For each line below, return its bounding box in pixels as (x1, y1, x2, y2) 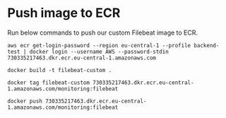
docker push (7, 98, 42, 105)
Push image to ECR (7, 5, 121, 21)
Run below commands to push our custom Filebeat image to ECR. (7, 28, 198, 37)
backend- (194, 42, 220, 49)
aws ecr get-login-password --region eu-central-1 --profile (7, 42, 191, 49)
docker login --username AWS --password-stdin (29, 48, 169, 55)
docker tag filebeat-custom (7, 79, 90, 86)
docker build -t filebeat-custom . (7, 66, 112, 73)
